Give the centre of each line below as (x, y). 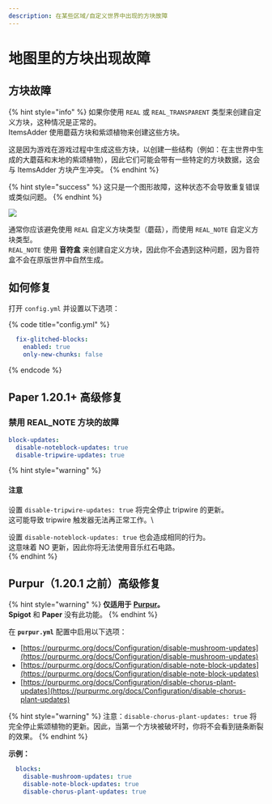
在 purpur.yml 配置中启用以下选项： (68, 632)
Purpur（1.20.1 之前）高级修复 (85, 583)
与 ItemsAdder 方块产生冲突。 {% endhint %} (84, 169)
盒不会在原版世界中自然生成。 (58, 259)
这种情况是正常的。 (68, 121)
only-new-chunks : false (63, 355)
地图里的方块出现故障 (80, 58)
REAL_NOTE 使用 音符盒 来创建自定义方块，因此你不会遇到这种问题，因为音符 (134, 249)
